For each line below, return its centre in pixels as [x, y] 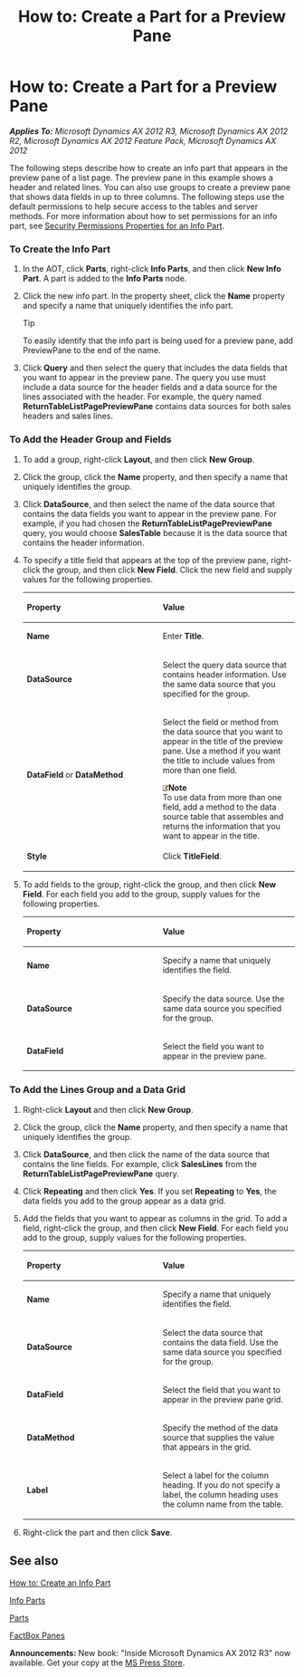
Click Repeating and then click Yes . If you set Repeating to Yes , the [149, 1191]
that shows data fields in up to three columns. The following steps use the [147, 196]
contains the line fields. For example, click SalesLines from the [140, 1164]
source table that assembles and [223, 816]
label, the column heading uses [220, 1495]
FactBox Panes [37, 1635]
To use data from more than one [222, 797]
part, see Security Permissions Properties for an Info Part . [117, 225]
